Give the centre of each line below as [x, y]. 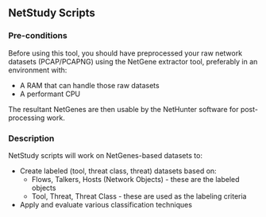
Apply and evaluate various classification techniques [106, 204]
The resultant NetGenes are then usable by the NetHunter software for [123, 109]
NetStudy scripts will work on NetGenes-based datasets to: [105, 155]
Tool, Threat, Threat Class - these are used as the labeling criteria [139, 196]
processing [27, 118]
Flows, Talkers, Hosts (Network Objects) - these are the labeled [135, 179]
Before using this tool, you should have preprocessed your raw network [125, 53]
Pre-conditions [38, 36]
